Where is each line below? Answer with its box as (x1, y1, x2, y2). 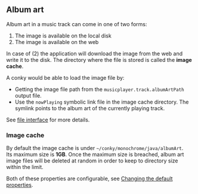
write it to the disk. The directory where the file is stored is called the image (6, 56, 192, 63)
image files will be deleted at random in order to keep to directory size (6, 157, 178, 164)
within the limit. (6, 164, 44, 171)
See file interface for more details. (6, 116, 90, 123)
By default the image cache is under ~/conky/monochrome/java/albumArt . (6, 145, 184, 152)
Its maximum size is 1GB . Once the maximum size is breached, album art (6, 151, 184, 158)
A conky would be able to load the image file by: (6, 74, 125, 81)
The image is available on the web (14, 38, 99, 45)
